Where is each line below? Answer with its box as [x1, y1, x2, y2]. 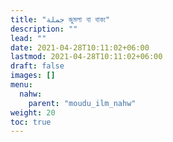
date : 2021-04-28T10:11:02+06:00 [10, 42, 150, 53]
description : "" [10, 24, 78, 34]
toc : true [10, 117, 52, 127]
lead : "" [10, 33, 47, 43]
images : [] [10, 71, 56, 81]
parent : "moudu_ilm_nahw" [28, 98, 137, 108]
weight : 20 [10, 107, 56, 118]
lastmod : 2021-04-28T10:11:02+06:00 [10, 52, 163, 62]
